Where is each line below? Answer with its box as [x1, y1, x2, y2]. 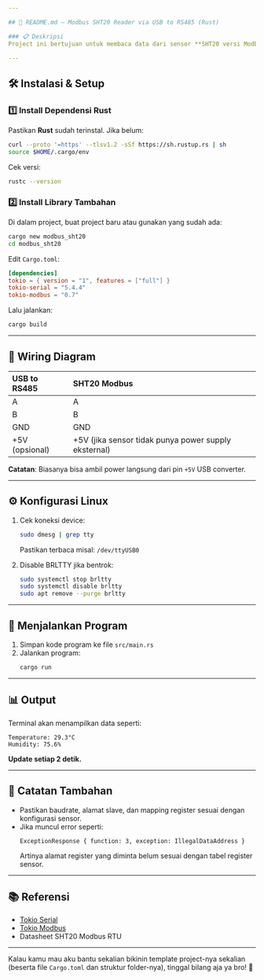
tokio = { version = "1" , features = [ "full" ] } [8, 277, 170, 284]
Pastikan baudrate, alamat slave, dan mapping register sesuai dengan [19, 805, 245, 814]
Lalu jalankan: [8, 306, 53, 315]
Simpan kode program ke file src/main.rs [19, 640, 154, 649]
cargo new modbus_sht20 [8, 233, 86, 240]
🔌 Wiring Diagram [8, 350, 96, 363]
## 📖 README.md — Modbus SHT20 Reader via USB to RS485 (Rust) [8, 18, 220, 26]
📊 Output [8, 693, 57, 707]
